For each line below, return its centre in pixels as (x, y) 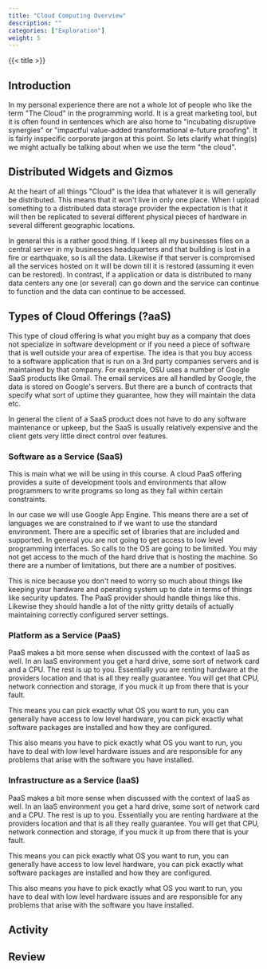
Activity (29, 930)
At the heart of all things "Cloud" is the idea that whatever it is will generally (132, 191)
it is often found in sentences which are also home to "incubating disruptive (132, 122)
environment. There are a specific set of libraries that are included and (124, 532)
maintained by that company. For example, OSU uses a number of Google (129, 369)
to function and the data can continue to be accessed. (97, 291)
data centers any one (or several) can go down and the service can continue (134, 283)
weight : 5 (25, 38)
